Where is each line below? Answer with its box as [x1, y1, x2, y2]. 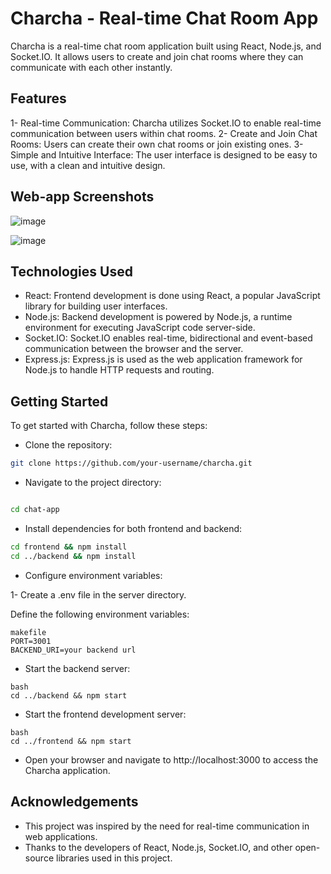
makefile [10, 627, 47, 637]
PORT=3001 [10, 636, 52, 646]
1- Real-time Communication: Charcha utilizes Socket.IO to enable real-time [10, 117, 322, 129]
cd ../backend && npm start [10, 690, 128, 701]
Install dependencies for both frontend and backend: [24, 522, 243, 534]
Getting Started [10, 393, 109, 410]
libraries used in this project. [55, 852, 173, 864]
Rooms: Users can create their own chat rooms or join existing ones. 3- [10, 138, 304, 150]
